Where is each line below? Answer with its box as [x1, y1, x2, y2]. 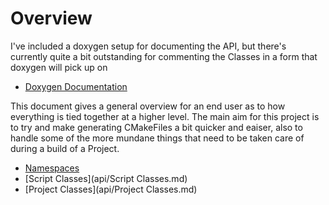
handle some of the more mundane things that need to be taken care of [10, 132, 305, 144]
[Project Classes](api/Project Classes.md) [24, 183, 198, 195]
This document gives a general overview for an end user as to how [10, 100, 286, 112]
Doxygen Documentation [24, 80, 128, 92]
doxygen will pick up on [10, 61, 108, 73]
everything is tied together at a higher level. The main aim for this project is [10, 110, 320, 122]
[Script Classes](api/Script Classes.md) [24, 172, 188, 184]
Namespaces [24, 162, 80, 174]
